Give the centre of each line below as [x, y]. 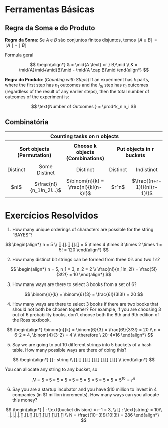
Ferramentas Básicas [50, 9]
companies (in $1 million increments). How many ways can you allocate [86, 395]
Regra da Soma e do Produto [50, 28]
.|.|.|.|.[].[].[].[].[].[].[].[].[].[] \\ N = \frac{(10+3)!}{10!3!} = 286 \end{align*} [84, 415]
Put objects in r [135, 149]
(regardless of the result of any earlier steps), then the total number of [77, 91]
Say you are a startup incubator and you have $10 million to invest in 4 [85, 389]
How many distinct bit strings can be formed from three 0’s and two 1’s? [86, 259]
